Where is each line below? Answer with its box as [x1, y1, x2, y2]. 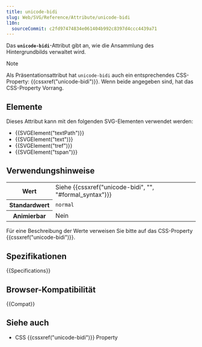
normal [55, 202, 74, 208]
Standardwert [9, 201, 50, 210]
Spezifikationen [6, 251, 67, 261]
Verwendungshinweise [6, 166, 95, 176]
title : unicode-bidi [6, 8, 58, 15]
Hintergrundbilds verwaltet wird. [6, 49, 86, 56]
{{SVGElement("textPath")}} [14, 130, 85, 137]
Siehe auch [6, 318, 49, 328]
